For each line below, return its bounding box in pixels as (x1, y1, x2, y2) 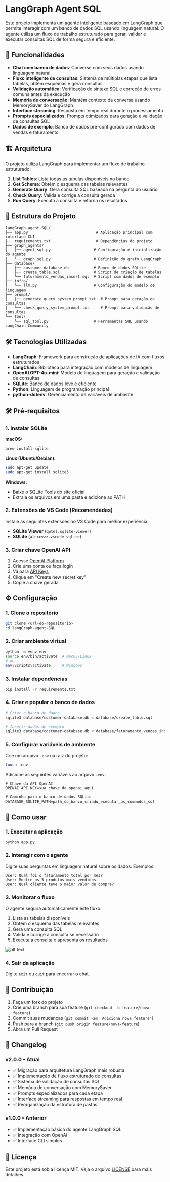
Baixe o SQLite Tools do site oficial (12, 489, 85, 495)
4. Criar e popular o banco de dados (5, 699, 95, 706)
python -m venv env (5, 649, 47, 654)
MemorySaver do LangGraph (12, 102, 73, 108)
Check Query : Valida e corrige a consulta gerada (12, 191, 115, 198)
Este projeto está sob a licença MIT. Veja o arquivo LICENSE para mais (5, 1166, 152, 1172)
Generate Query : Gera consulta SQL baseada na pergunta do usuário (12, 186, 158, 193)
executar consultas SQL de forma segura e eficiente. (5, 36, 115, 42)
